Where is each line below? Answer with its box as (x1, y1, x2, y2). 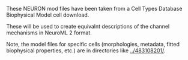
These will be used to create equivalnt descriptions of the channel (6, 23, 170, 30)
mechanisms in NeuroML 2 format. (6, 29, 92, 36)
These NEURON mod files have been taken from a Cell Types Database (6, 5, 183, 12)
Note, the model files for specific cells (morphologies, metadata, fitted (6, 41, 180, 48)
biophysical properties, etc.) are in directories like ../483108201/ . (6, 47, 166, 54)
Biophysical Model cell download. (6, 11, 89, 18)
